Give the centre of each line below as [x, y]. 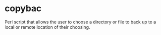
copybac [23, 9]
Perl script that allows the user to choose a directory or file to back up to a [80, 22]
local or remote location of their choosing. [47, 27]
